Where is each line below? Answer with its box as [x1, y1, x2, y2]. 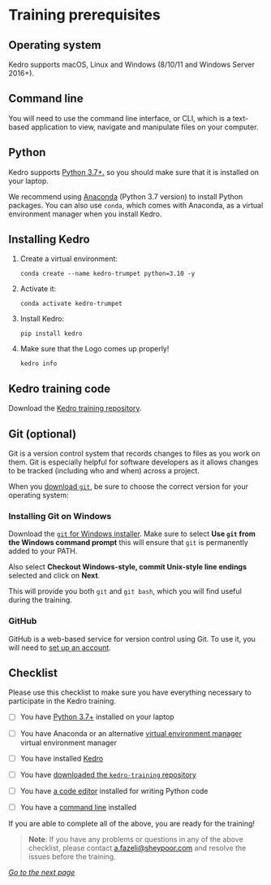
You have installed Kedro [19, 753, 104, 763]
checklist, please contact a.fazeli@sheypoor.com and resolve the [28, 843, 247, 852]
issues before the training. [28, 852, 116, 861]
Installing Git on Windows [8, 510, 112, 521]
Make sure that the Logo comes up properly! [19, 344, 170, 354]
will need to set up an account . [8, 643, 111, 652]
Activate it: [19, 284, 57, 294]
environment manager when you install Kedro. [8, 209, 162, 219]
